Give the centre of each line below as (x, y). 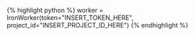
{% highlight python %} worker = (55, 10)
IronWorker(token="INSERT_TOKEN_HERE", (70, 18)
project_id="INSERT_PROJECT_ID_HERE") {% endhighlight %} (97, 25)
